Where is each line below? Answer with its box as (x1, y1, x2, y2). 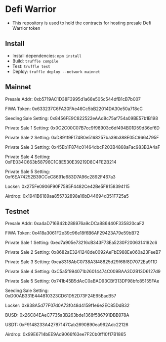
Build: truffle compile (12, 58, 58, 64)
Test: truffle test (12, 63, 50, 69)
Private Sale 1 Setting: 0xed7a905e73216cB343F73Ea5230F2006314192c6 (5, 239, 158, 246)
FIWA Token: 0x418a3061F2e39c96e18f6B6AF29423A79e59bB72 (5, 230, 140, 236)
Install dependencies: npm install (12, 53, 82, 58)
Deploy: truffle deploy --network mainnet (12, 68, 100, 74)
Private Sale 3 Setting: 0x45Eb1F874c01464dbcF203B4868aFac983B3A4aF (5, 144, 161, 150)
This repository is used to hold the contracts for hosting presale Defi (12, 20, 152, 26)
